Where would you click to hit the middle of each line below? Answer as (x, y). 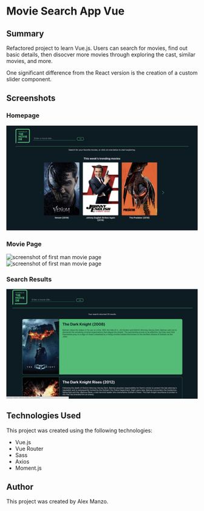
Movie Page (24, 244)
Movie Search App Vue (66, 11)
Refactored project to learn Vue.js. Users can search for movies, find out (97, 48)
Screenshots (31, 98)
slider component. (29, 79)
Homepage (23, 115)
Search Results (29, 279)
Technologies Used (43, 416)
